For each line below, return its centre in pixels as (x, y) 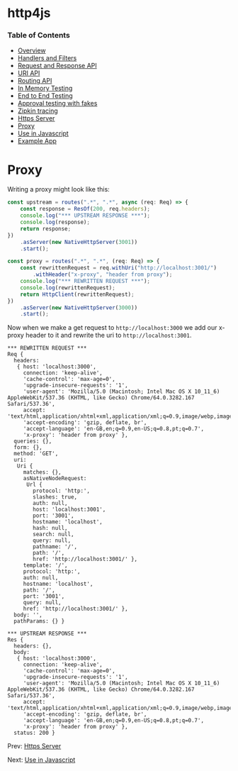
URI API (29, 73)
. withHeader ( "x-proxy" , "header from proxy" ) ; (103, 274)
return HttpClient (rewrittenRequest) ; (77, 294)
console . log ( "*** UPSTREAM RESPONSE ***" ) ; (85, 216)
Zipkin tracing (38, 111)
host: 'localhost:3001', (69, 510)
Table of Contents (39, 35)
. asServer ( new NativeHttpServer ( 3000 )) (79, 307)
